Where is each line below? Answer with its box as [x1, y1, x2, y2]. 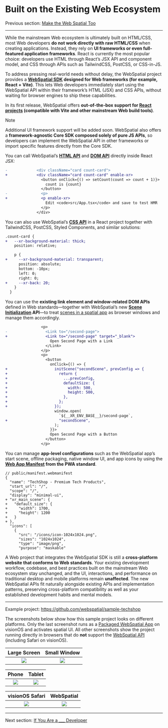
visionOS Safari [7, 692, 46, 699]
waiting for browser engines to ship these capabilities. [5, 92, 116, 98]
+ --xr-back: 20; [5, 280, 50, 285]
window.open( [54, 408, 81, 413]
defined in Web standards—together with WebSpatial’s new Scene [5, 304, 142, 310]
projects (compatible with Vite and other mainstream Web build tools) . [5, 107, 154, 114]
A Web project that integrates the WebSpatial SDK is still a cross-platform [5, 554, 158, 560]
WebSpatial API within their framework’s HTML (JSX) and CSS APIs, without [5, 87, 161, 93]
